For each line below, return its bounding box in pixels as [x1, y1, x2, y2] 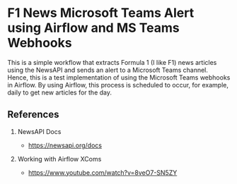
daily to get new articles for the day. [7, 88, 112, 97]
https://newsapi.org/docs [28, 141, 103, 149]
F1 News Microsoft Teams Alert [7, 5, 195, 21]
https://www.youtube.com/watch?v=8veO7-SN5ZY [28, 168, 178, 177]
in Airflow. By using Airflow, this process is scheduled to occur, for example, [7, 80, 229, 89]
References [7, 109, 59, 121]
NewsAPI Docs [17, 127, 62, 135]
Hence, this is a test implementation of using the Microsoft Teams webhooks [7, 73, 231, 82]
